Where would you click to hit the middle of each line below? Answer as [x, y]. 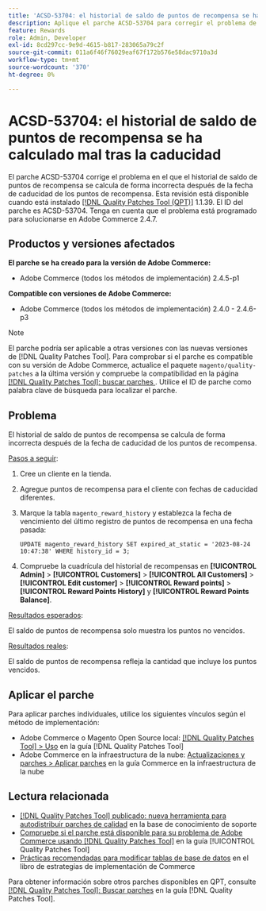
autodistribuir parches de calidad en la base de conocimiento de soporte [138, 824]
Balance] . [36, 600]
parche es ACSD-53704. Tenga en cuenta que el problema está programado [133, 210]
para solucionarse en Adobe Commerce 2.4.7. [83, 218]
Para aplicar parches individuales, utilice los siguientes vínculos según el [127, 714]
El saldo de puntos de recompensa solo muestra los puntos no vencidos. [127, 631]
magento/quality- [228, 366]
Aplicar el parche [51, 695]
